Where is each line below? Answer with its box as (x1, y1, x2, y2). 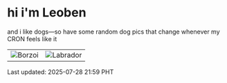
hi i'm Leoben (7, 5, 87, 21)
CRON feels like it (7, 34, 57, 43)
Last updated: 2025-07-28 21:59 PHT (7, 67, 114, 76)
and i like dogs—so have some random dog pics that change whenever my (7, 27, 220, 36)
